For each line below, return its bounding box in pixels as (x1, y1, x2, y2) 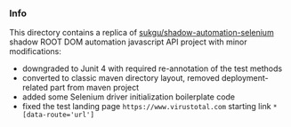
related (21, 83, 49, 93)
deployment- (221, 73, 269, 83)
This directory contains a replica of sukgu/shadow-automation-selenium (9, 28, 274, 38)
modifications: (9, 46, 62, 57)
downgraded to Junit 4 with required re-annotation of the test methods (21, 63, 283, 74)
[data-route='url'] (21, 110, 95, 120)
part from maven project (50, 83, 140, 93)
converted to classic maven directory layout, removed (21, 73, 220, 83)
